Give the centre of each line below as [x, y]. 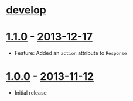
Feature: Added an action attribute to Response [71, 53]
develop [26, 10]
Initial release [30, 93]
